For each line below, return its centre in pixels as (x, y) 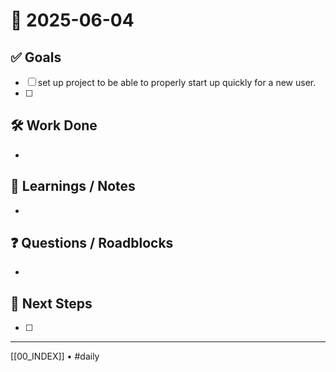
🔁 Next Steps (51, 303)
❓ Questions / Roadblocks (92, 243)
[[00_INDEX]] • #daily (55, 356)
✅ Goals (36, 57)
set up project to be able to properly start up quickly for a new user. (177, 82)
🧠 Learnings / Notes (73, 186)
